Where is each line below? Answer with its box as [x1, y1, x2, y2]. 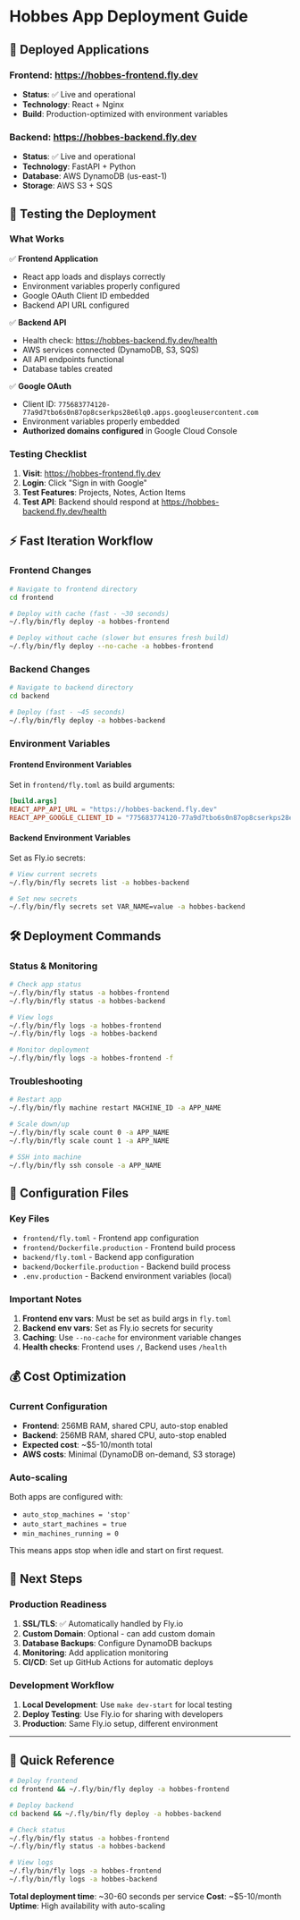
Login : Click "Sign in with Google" [21, 478, 147, 488]
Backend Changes [9, 664, 91, 676]
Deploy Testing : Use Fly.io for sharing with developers [21, 1709, 224, 1720]
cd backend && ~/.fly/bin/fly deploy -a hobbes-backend [9, 1809, 221, 1818]
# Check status [9, 1825, 66, 1834]
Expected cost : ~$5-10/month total [21, 1440, 154, 1451]
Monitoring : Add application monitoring [21, 1647, 169, 1658]
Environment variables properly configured [21, 280, 180, 292]
